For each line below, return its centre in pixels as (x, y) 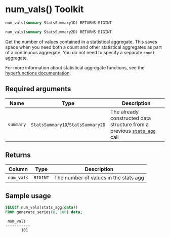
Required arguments (38, 89)
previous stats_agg (133, 131)
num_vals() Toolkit (45, 9)
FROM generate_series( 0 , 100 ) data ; (44, 212)
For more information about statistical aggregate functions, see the (75, 67)
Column (18, 169)
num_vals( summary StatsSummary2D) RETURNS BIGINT (59, 32)
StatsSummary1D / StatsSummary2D (68, 124)
